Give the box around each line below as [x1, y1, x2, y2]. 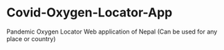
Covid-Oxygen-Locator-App [6, 5, 173, 21]
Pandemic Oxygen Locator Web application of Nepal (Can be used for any [6, 27, 218, 36]
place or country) [6, 34, 56, 42]
